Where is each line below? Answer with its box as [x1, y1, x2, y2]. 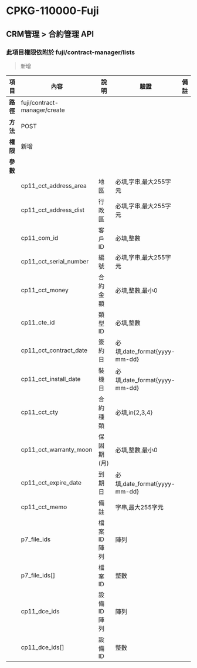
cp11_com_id [21, 233, 59, 242]
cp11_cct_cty [21, 408, 59, 416]
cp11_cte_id [21, 318, 55, 326]
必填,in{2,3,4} [115, 408, 153, 416]
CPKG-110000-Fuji [6, 4, 99, 18]
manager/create [21, 106, 66, 114]
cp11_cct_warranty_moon [21, 445, 93, 453]
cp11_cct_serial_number [21, 257, 89, 265]
